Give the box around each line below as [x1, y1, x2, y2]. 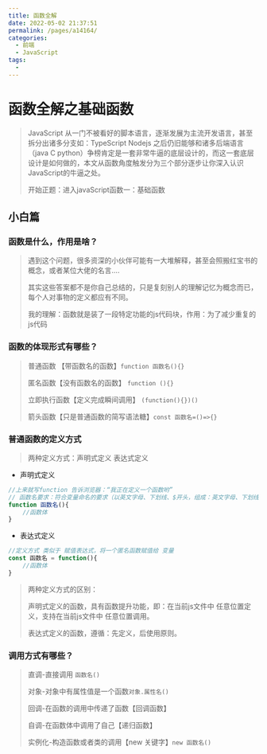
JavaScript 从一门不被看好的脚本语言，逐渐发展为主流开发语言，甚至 [27, 128, 253, 138]
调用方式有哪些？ [8, 650, 74, 661]
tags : [8, 57, 26, 64]
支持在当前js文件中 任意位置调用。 [41, 611, 154, 621]
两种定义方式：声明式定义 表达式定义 [27, 453, 149, 463]
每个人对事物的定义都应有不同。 [27, 292, 133, 303]
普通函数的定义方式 [8, 433, 82, 444]
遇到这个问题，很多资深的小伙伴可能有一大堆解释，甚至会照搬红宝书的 [27, 256, 258, 265]
